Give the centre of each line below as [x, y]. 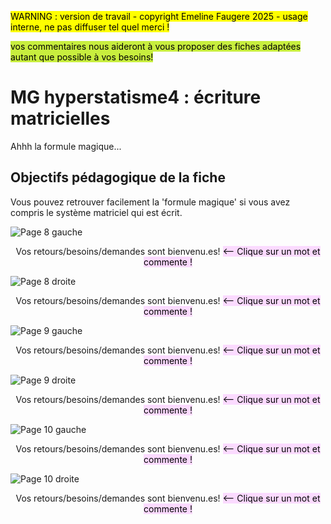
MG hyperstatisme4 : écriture [136, 97]
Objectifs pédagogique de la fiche [118, 177]
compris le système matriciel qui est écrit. [96, 212]
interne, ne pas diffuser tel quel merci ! [90, 27]
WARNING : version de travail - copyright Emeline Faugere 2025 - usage [159, 16]
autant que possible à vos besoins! [82, 57]
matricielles [60, 118]
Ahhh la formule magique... [66, 146]
